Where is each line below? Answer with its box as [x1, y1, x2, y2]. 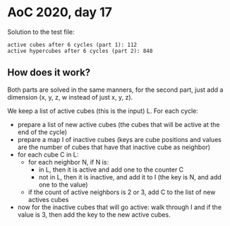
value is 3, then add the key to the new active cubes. [17, 210, 171, 219]
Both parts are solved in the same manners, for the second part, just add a [7, 85, 224, 94]
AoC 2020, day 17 [7, 4, 113, 20]
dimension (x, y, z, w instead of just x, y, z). [7, 93, 133, 101]
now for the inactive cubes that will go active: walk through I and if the [17, 203, 222, 211]
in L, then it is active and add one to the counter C [38, 165, 184, 174]
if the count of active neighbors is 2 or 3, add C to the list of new [28, 188, 216, 196]
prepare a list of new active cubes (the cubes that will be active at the [17, 120, 220, 129]
